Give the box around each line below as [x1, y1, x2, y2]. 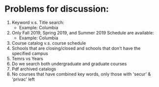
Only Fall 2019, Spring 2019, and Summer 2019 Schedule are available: [11, 30, 154, 35]
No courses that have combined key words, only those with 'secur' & [11, 71, 151, 77]
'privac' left [11, 76, 35, 82]
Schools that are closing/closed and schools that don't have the [11, 45, 141, 51]
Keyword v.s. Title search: [11, 19, 64, 25]
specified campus [11, 50, 49, 56]
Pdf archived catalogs [11, 66, 56, 71]
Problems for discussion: [4, 3, 109, 15]
